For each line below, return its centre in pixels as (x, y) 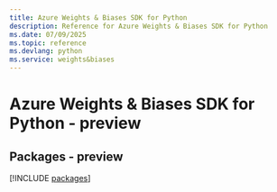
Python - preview (75, 123)
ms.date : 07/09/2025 (48, 34)
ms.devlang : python (46, 51)
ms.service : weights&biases (62, 59)
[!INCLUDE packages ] (50, 178)
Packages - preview (66, 156)
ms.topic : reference (48, 43)
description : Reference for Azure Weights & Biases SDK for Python (139, 26)
